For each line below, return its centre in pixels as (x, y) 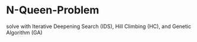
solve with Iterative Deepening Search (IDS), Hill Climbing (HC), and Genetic (99, 26)
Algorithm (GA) (24, 32)
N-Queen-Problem (53, 10)
